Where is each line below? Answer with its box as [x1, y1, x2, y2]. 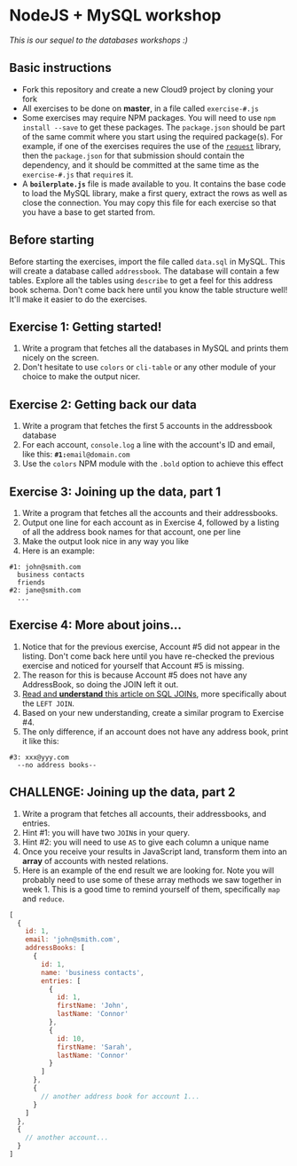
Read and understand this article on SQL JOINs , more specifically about [21, 688, 287, 699]
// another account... [25, 1133, 109, 1142]
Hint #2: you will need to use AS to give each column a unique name [21, 837, 270, 847]
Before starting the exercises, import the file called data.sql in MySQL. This [9, 256, 285, 266]
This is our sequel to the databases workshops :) [9, 35, 189, 45]
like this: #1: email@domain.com [21, 449, 130, 460]
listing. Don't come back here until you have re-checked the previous [21, 650, 275, 662]
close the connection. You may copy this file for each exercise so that [21, 197, 277, 208]
